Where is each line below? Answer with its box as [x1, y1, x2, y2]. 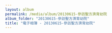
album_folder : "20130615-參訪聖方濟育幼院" [5, 16, 90, 21]
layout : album [5, 7, 34, 12]
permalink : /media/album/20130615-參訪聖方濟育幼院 [5, 12, 107, 16]
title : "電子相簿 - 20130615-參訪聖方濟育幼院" [5, 20, 96, 26]
